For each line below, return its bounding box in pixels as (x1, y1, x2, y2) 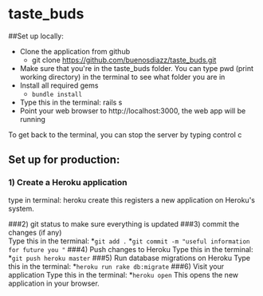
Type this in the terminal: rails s (19, 97, 123, 107)
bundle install (31, 90, 82, 98)
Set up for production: (8, 153, 120, 167)
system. (8, 203, 34, 213)
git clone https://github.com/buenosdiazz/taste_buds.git (31, 55, 217, 65)
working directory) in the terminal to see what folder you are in (19, 72, 226, 81)
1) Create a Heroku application (8, 177, 128, 188)
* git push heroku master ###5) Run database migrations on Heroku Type (8, 253, 251, 262)
